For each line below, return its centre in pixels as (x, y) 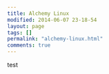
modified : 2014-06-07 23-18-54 (52, 20)
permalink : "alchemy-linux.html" (55, 39)
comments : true (29, 45)
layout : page (26, 26)
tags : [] (20, 33)
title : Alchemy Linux (38, 13)
